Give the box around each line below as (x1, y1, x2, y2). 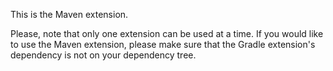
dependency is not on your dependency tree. (10, 49, 197, 61)
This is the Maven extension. (10, 9, 129, 20)
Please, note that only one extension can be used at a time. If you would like (10, 28, 324, 39)
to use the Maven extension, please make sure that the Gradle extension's (10, 39, 316, 50)
